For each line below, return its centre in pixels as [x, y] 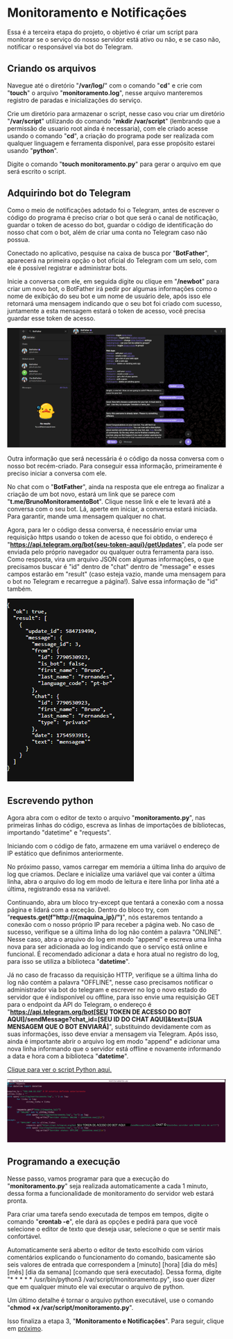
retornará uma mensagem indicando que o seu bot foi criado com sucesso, [114, 303]
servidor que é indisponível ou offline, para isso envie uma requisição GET [113, 997]
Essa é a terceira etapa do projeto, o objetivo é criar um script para [103, 32]
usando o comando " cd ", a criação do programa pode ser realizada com [111, 135]
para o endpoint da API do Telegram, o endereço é [79, 1004]
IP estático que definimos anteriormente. [65, 853]
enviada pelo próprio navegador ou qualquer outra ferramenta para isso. [111, 552]
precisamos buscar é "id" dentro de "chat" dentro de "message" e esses [111, 566]
